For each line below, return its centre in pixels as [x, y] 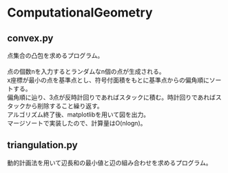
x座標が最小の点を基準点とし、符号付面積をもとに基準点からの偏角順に [108, 80]
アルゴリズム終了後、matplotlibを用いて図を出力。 [79, 114]
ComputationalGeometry [80, 13]
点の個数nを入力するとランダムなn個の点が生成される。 [86, 71]
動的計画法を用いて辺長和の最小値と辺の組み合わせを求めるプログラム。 [110, 163]
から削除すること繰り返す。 [64, 106]
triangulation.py [42, 145]
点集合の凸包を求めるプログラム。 [55, 55]
